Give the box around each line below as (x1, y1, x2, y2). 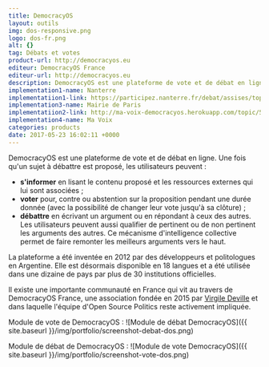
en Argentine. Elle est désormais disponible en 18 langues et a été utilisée (8, 260, 251, 270)
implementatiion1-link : (8, 94, 88, 102)
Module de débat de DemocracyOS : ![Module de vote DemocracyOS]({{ (8, 341, 247, 351)
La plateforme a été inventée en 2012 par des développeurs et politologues (8, 252, 256, 261)
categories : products (8, 123, 81, 131)
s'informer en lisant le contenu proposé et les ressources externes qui (19, 177, 254, 187)
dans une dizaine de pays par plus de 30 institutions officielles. (8, 269, 217, 279)
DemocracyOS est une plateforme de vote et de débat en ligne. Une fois (8, 153, 247, 163)
